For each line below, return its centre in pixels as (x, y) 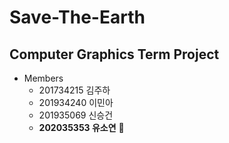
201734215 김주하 (74, 90)
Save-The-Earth (77, 17)
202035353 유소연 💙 (81, 127)
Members (43, 78)
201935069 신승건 (76, 115)
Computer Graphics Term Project (114, 54)
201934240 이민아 (76, 102)
